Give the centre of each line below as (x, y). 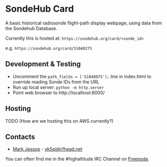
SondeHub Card (40, 9)
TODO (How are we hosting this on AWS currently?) (59, 121)
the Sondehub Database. (31, 28)
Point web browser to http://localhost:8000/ (59, 93)
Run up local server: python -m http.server (58, 87)
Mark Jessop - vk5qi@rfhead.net (47, 149)
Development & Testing (43, 64)
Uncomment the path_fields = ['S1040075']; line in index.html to (82, 76)
